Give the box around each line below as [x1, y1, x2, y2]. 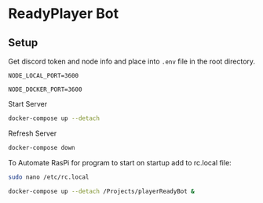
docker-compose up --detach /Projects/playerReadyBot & [8, 187, 195, 195]
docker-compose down [8, 143, 76, 151]
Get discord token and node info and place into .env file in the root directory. [8, 56, 256, 66]
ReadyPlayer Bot [8, 5, 119, 23]
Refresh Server [8, 129, 57, 138]
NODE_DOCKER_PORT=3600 [8, 85, 82, 93]
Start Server [8, 100, 48, 108]
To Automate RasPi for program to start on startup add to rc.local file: [8, 158, 232, 167]
